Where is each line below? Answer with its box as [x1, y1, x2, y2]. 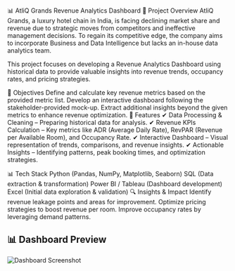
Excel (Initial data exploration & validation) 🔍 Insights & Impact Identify [7, 187, 212, 196]
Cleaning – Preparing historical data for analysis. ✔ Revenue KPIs [7, 119, 196, 126]
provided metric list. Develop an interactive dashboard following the [7, 96, 204, 104]
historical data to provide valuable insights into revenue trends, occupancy [7, 67, 224, 76]
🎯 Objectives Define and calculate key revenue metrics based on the [7, 88, 206, 97]
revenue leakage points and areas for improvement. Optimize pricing [7, 198, 206, 206]
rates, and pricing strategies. [7, 75, 91, 83]
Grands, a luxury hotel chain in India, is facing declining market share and [7, 17, 220, 25]
